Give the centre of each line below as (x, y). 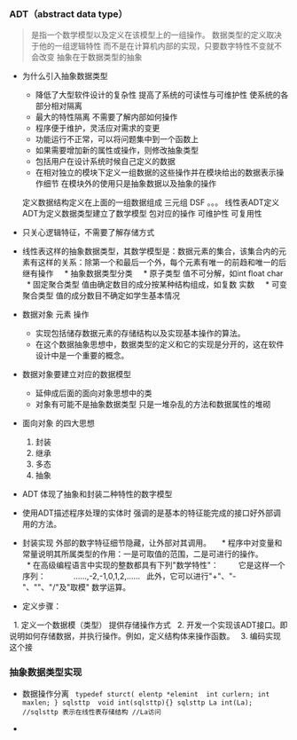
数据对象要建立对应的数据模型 (76, 374)
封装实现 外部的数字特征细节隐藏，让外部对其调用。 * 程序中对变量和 (152, 543)
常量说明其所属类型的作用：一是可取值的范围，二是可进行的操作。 (142, 554)
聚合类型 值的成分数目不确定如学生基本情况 (101, 295)
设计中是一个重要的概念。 (82, 356)
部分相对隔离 (59, 106)
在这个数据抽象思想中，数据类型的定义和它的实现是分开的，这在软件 (160, 344)
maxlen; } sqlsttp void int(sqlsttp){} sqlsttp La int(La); (137, 703)
